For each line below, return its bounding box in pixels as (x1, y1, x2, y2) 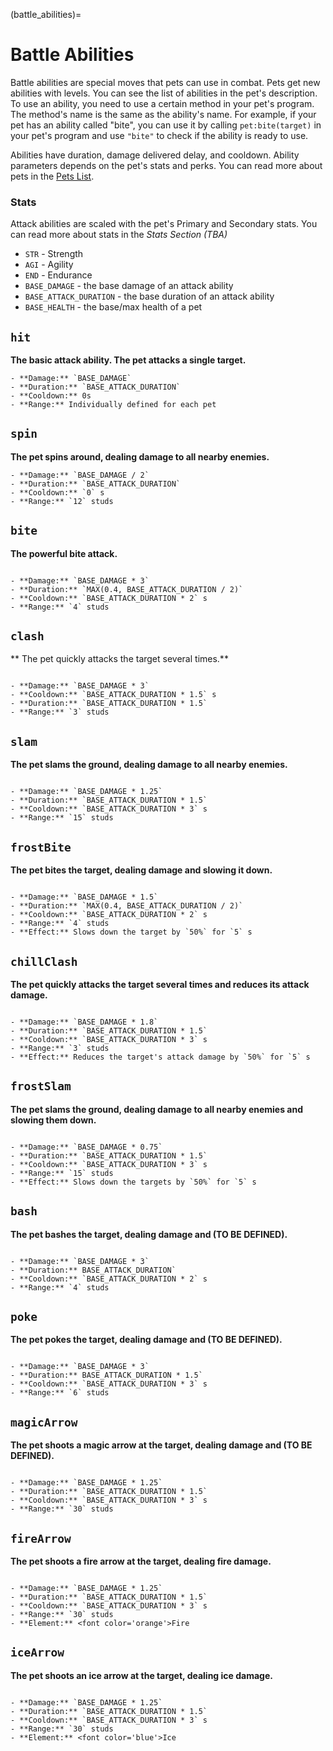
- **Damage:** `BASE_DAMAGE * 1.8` (10, 1017, 159, 1027)
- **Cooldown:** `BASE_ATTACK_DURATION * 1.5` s (10, 690, 217, 700)
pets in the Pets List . (10, 170, 95, 182)
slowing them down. (10, 1114, 97, 1126)
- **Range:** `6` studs (10, 1388, 110, 1398)
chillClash (10, 954, 78, 969)
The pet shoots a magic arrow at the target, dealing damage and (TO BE (10, 1439, 313, 1451)
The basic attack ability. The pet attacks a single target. (10, 354, 247, 366)
